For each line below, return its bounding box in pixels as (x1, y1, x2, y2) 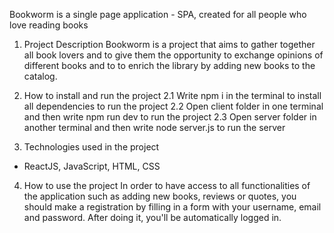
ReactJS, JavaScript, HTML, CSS (23, 160, 161, 172)
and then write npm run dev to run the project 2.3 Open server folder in (23, 111, 317, 123)
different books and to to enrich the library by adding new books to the (23, 60, 316, 71)
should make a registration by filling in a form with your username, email (23, 201, 322, 213)
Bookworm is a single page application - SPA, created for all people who (9, 9, 307, 20)
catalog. (23, 70, 58, 82)
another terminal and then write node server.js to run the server (23, 122, 286, 133)
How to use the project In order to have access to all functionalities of (23, 180, 311, 191)
